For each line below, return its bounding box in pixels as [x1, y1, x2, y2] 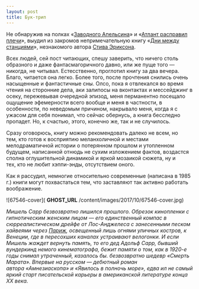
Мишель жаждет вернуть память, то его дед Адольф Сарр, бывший [6, 239, 178, 246]
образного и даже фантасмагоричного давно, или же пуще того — [6, 61, 175, 68]
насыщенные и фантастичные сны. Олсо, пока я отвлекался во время [6, 80, 184, 87]
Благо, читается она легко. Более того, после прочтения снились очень [6, 74, 188, 81]
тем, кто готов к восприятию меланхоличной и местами [6, 135, 149, 142]
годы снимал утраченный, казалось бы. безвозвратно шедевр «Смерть [6, 252, 190, 259]
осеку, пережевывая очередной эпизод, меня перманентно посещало [6, 93, 185, 100]
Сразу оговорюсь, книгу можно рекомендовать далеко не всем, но [6, 129, 179, 136]
